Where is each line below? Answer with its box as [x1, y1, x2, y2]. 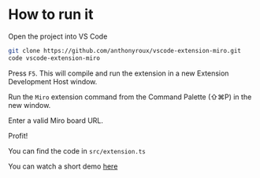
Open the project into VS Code [8, 32, 108, 41]
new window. [8, 100, 51, 109]
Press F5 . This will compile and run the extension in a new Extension [8, 69, 229, 78]
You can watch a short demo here [8, 161, 118, 171]
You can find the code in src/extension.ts [8, 146, 146, 155]
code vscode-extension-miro [8, 54, 101, 62]
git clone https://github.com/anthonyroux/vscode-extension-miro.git [8, 46, 242, 54]
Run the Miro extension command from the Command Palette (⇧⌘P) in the [8, 92, 252, 102]
